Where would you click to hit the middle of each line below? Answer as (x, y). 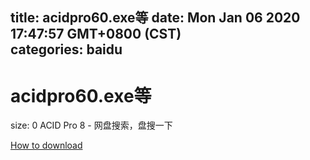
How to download (46, 145)
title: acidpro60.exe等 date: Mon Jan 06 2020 (155, 18)
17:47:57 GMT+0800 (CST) (96, 34)
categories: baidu (66, 49)
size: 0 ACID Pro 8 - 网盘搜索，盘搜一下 (91, 125)
